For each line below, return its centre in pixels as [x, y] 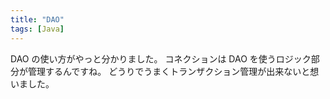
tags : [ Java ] [37, 29]
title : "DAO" [37, 19]
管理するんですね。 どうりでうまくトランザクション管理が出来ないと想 [173, 71]
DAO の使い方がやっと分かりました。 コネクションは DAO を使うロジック [161, 58]
